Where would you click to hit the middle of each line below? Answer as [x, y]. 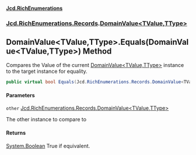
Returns [16, 133]
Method [97, 51]
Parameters [20, 95]
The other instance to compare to [46, 119]
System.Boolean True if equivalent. [48, 146]
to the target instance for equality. [47, 71]
